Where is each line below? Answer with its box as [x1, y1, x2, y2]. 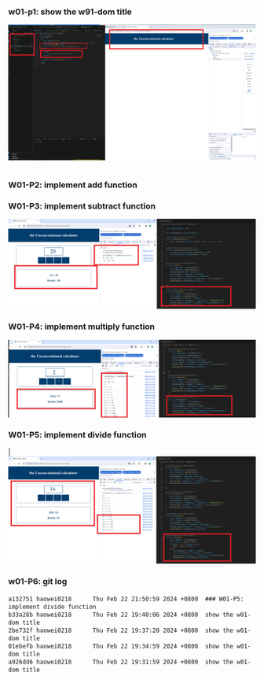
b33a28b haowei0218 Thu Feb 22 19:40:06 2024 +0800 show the [8, 611, 234, 619]
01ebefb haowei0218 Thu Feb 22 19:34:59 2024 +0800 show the [8, 642, 234, 650]
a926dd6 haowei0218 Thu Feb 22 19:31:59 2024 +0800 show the [8, 658, 234, 666]
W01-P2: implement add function [8, 179, 137, 190]
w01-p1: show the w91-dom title [8, 6, 132, 17]
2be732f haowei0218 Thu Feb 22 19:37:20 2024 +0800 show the [8, 626, 234, 634]
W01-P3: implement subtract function [8, 200, 156, 211]
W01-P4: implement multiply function [8, 321, 156, 332]
